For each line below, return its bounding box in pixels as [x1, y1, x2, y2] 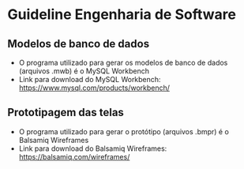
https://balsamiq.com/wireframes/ [18, 152, 130, 161]
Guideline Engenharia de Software [7, 6, 236, 24]
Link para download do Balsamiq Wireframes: [18, 144, 167, 153]
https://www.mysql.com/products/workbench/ [18, 83, 171, 92]
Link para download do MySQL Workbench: [18, 75, 161, 84]
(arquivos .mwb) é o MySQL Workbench [18, 66, 150, 76]
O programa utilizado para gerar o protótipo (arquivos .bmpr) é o [18, 126, 230, 136]
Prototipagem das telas [7, 106, 124, 119]
